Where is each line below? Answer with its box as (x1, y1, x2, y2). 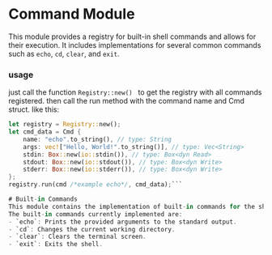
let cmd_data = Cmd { (8, 128, 82, 136)
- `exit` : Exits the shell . (8, 240, 104, 249)
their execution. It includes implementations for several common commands (8, 40, 261, 49)
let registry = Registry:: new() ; (8, 121, 121, 129)
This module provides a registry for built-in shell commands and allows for (8, 32, 257, 41)
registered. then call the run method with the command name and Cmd (8, 96, 245, 106)
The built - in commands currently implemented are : (8, 210, 183, 219)
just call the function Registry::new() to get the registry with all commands (8, 87, 262, 97)
